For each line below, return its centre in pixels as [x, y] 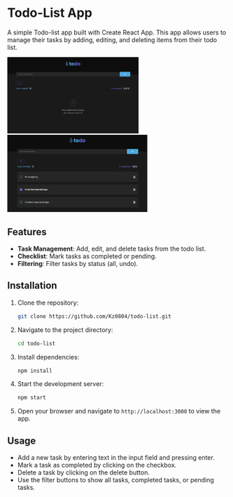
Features [27, 232]
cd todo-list [36, 343]
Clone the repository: [48, 303]
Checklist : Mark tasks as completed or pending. [87, 256]
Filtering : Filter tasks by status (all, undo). [78, 264]
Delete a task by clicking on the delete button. [84, 472]
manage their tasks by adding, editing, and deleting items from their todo [112, 39]
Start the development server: [61, 384]
